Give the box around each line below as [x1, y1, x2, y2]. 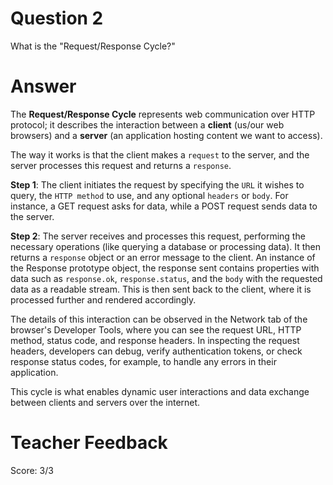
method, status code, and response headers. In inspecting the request [10, 334, 300, 346]
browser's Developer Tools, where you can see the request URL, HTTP [10, 323, 302, 336]
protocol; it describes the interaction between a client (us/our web [10, 118, 285, 131]
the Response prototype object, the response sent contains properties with [10, 262, 320, 274]
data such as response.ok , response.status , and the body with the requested [10, 272, 323, 284]
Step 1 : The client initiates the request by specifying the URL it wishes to [10, 178, 305, 191]
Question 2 [10, 7, 104, 30]
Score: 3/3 [10, 464, 54, 476]
